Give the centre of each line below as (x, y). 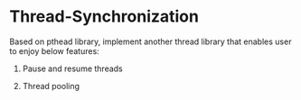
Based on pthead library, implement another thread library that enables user (150, 41)
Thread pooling (51, 86)
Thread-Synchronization (104, 17)
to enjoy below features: (54, 50)
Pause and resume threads (73, 68)
